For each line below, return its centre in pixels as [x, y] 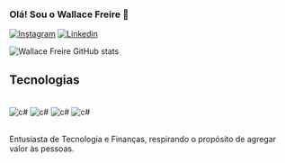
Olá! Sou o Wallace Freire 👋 [69, 14]
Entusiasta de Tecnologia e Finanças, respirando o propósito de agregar [143, 139]
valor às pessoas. [42, 149]
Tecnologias [45, 80]
